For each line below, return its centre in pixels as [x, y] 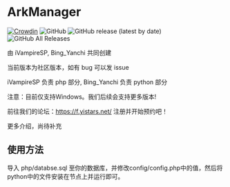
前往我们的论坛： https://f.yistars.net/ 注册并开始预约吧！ [87, 111]
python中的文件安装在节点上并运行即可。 [66, 176]
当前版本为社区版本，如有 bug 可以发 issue [68, 67]
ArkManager [44, 12]
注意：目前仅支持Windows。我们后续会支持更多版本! [82, 97]
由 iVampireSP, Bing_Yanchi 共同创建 [59, 52]
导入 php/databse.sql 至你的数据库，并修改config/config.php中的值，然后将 [115, 168]
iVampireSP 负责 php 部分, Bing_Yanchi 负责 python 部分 [87, 82]
